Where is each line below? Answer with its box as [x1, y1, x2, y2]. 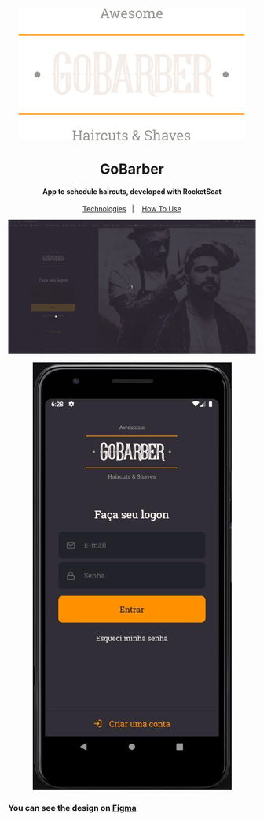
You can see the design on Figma [8, 802, 137, 813]
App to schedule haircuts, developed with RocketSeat [42, 186, 222, 196]
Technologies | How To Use [82, 204, 182, 214]
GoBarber [99, 160, 165, 178]
